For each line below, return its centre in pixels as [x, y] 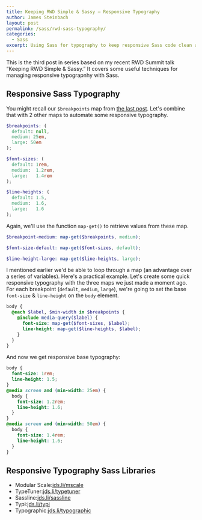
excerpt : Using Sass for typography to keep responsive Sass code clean [99, 46]
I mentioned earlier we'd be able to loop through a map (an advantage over [99, 270]
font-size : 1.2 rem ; [41, 402]
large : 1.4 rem [32, 176]
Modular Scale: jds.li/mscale [49, 485]
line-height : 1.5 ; [35, 379]
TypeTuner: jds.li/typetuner [47, 491]
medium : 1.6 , [29, 204]
